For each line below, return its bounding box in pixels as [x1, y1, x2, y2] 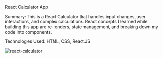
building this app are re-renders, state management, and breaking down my [5, 24, 158, 30]
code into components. [5, 29, 52, 35]
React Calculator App [5, 4, 48, 10]
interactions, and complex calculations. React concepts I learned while [5, 19, 148, 24]
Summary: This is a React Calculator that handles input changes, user [5, 14, 146, 19]
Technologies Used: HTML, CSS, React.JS [5, 39, 91, 44]
